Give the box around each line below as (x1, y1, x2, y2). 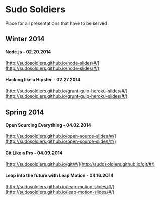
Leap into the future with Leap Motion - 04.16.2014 (5, 172, 114, 179)
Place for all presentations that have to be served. (5, 20, 109, 26)
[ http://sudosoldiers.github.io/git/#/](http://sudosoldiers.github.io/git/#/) (5, 161, 155, 167)
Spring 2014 (5, 108, 44, 117)
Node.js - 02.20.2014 (5, 49, 51, 55)
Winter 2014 (5, 35, 45, 43)
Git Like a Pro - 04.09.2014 (5, 150, 63, 156)
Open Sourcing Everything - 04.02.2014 (5, 122, 92, 128)
